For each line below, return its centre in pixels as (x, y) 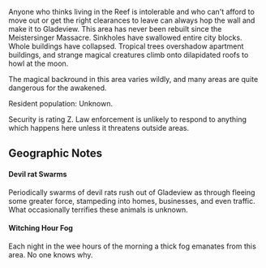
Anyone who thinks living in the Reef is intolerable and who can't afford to (132, 12)
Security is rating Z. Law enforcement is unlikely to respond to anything (128, 119)
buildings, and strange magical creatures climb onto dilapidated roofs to (129, 55)
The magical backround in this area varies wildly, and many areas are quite (133, 79)
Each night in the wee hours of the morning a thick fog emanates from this (133, 246)
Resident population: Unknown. (61, 104)
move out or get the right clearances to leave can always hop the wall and (132, 20)
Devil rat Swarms (38, 174)
